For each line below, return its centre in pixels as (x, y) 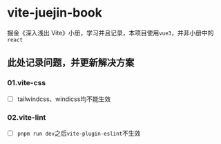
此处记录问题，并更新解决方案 (71, 63)
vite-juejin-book (55, 13)
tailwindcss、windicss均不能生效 (64, 99)
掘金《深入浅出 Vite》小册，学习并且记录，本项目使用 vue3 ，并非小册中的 (110, 33)
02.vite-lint (27, 117)
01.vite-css (27, 83)
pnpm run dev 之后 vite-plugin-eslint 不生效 (79, 133)
